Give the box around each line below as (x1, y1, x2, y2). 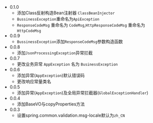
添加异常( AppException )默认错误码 (17, 73, 85, 78)
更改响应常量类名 (17, 79, 51, 84)
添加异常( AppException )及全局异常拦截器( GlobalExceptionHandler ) (17, 90, 149, 96)
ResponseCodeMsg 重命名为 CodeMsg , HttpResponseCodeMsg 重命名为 (17, 22, 145, 28)
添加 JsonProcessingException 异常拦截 (17, 50, 93, 56)
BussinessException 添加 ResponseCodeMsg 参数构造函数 (17, 39, 123, 44)
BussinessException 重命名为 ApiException (17, 16, 100, 21)
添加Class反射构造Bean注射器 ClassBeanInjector (17, 10, 115, 16)
